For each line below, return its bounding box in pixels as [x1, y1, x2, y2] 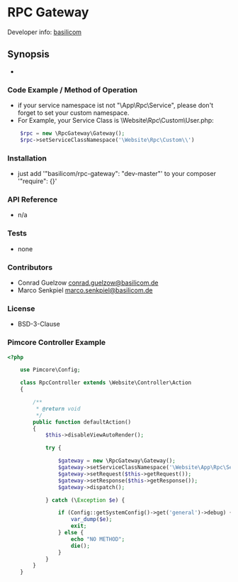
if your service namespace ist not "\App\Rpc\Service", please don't [17, 101, 214, 110]
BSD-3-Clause [17, 320, 60, 329]
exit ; [70, 522, 87, 529]
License [7, 303, 35, 313]
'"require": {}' [17, 177, 57, 185]
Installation [7, 153, 47, 163]
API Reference [7, 194, 58, 204]
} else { [57, 529, 84, 537]
